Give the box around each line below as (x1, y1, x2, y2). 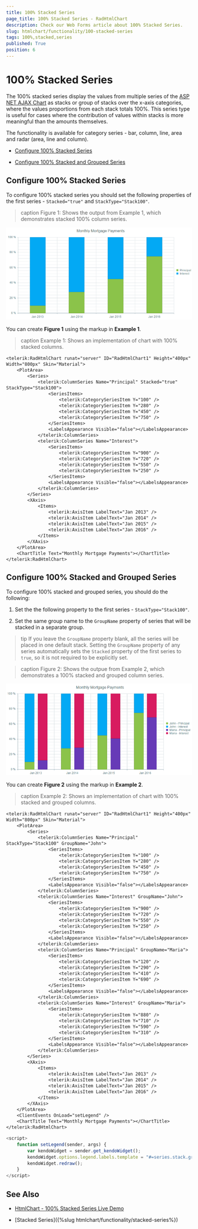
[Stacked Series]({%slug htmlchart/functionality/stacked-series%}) (14, 1216, 179, 1223)
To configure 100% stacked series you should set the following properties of (6, 191, 192, 198)
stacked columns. (20, 343, 64, 350)
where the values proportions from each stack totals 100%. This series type (6, 105, 190, 112)
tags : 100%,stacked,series (6, 34, 72, 41)
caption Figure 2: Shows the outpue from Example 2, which (20, 665, 165, 672)
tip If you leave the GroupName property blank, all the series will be (20, 635, 179, 642)
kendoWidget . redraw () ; (27, 1160, 83, 1166)
